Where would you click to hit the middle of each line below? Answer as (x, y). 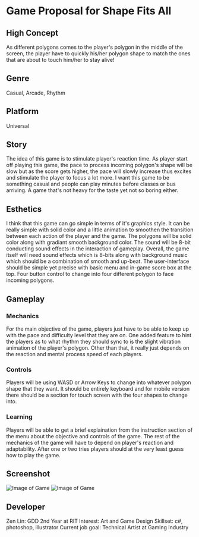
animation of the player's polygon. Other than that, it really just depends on (98, 348)
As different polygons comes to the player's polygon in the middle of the (94, 47)
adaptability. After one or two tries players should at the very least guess (95, 449)
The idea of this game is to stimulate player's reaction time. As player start (97, 159)
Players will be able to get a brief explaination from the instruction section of (99, 430)
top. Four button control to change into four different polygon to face (90, 274)
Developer (26, 507)
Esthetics (24, 209)
